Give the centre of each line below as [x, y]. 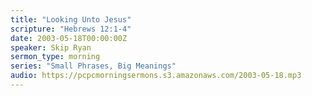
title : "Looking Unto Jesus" [71, 19]
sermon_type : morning [55, 57]
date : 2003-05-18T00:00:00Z [69, 38]
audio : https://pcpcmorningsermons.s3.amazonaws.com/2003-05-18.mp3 [156, 76]
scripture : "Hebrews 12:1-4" [71, 29]
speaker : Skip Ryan [51, 47]
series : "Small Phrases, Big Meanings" [93, 66]
